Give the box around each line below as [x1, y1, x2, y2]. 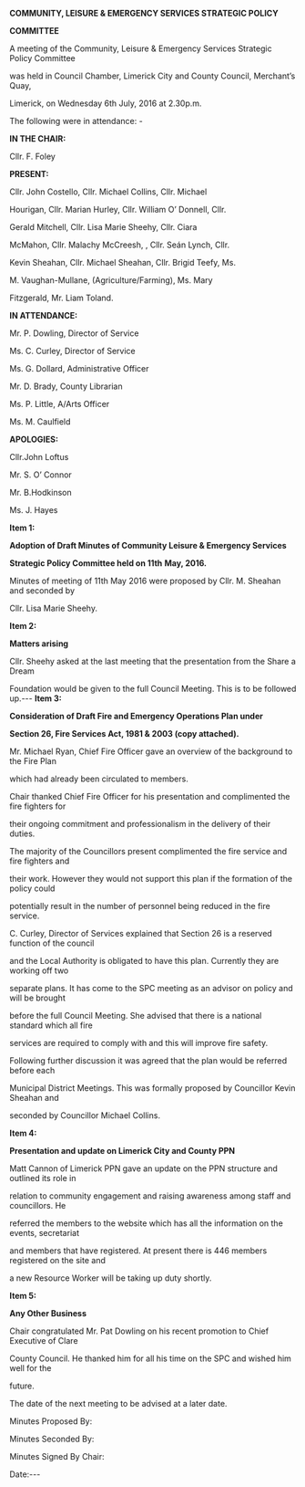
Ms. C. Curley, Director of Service [9, 346, 137, 356]
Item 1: [9, 522, 36, 533]
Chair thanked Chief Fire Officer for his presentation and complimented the [9, 791, 290, 801]
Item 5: [9, 1291, 36, 1301]
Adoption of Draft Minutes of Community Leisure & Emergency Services [9, 540, 287, 550]
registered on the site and [9, 1255, 107, 1265]
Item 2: [9, 621, 37, 631]
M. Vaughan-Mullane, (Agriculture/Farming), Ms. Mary [9, 275, 213, 286]
